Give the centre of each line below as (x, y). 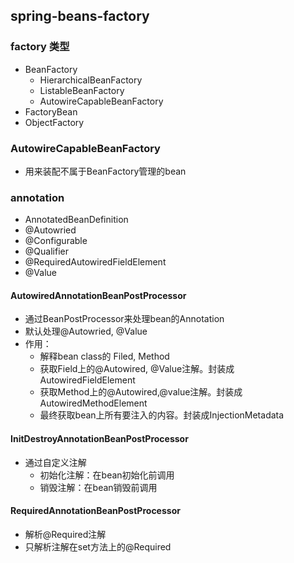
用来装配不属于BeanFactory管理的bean (105, 171)
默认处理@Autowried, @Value (86, 331)
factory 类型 (40, 47)
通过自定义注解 (55, 462)
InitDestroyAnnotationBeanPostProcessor (99, 439)
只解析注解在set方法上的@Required (98, 546)
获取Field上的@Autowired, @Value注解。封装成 (137, 369)
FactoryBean (51, 111)
